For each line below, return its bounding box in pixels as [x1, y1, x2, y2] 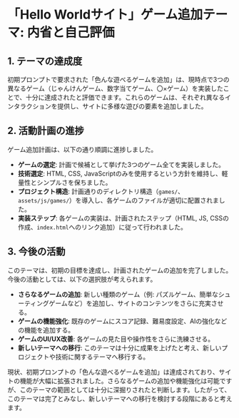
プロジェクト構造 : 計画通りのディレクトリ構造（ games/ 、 [17, 187, 184, 195]
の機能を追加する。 [17, 325, 75, 334]
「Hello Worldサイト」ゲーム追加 [7, 6, 203, 23]
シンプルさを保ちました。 [36, 178, 112, 186]
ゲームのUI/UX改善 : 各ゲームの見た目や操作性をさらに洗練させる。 [17, 335, 215, 343]
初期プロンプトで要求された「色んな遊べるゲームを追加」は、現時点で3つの [7, 76, 230, 83]
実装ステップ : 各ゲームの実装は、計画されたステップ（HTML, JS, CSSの [17, 213, 230, 222]
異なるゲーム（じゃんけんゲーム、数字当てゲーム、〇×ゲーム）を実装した [7, 84, 223, 93]
